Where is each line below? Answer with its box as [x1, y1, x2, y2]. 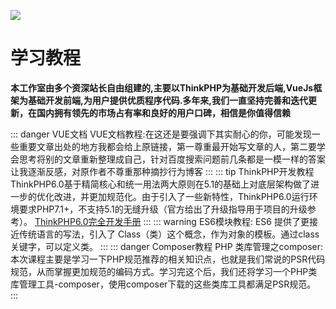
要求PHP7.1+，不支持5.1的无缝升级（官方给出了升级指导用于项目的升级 [18, 203, 308, 215]
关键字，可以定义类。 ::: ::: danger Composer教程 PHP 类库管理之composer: [10, 240, 323, 252]
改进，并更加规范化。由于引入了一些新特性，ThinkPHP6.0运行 [53, 190, 310, 202]
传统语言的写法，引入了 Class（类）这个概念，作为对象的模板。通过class [18, 228, 320, 240]
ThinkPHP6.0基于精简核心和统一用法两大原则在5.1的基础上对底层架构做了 [10, 178, 312, 190]
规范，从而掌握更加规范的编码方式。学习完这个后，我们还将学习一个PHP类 [10, 265, 318, 277]
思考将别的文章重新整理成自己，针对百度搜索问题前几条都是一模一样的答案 [18, 153, 326, 165]
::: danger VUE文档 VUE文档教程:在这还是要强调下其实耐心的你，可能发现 [10, 128, 312, 140]
